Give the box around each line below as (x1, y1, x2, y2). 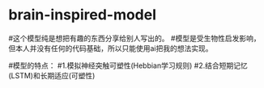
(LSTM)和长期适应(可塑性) (8, 70, 96, 80)
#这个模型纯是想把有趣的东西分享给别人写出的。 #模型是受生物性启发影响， (8, 33, 261, 43)
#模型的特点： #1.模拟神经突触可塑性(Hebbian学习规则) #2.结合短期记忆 (8, 61, 249, 70)
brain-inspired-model (8, 6, 156, 24)
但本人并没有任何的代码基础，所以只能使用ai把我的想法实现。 (8, 43, 213, 53)
